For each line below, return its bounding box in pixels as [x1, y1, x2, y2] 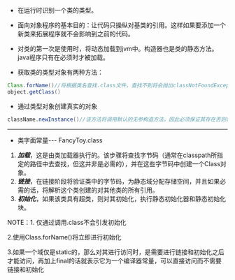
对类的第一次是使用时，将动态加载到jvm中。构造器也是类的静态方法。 [17, 45, 218, 52]
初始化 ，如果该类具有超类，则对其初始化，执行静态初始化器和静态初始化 [17, 194, 226, 202]
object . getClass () [7, 88, 61, 96]
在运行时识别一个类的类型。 [17, 6, 98, 14]
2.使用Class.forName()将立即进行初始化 [7, 233, 122, 241]
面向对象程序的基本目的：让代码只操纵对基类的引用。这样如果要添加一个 [17, 21, 226, 29]
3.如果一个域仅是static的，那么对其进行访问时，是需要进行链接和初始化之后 [7, 247, 225, 256]
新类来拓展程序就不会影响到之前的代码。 [17, 30, 134, 38]
